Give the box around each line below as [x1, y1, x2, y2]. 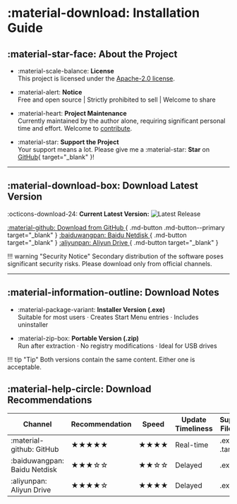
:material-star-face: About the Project [7, 48, 178, 60]
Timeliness [175, 424, 213, 433]
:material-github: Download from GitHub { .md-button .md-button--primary [7, 223, 225, 232]
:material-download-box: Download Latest [7, 180, 199, 192]
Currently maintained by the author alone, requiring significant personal [17, 116, 226, 125]
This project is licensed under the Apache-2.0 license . [17, 74, 175, 83]
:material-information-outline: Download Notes [7, 287, 220, 299]
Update [181, 415, 207, 425]
